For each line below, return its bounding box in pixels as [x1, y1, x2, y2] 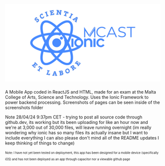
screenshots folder [5, 104, 43, 110]
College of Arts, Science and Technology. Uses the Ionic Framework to [5, 94, 149, 100]
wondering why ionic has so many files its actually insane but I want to [5, 129, 148, 136]
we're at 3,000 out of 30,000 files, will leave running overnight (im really [5, 124, 152, 130]
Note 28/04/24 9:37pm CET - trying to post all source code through [5, 114, 143, 120]
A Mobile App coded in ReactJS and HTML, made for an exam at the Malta [5, 89, 156, 95]
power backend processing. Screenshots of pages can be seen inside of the [5, 99, 160, 105]
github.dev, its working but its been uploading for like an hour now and [5, 119, 148, 125]
